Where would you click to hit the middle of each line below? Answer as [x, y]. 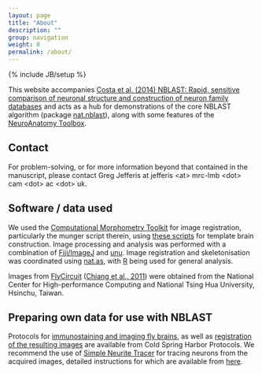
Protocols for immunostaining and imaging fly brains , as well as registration [130, 336]
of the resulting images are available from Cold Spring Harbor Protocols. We [131, 345]
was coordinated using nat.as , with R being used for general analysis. [121, 261]
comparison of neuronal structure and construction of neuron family [118, 98]
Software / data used [60, 208]
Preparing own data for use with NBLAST [111, 318]
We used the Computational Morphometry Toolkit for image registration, [125, 227]
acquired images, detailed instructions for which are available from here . [125, 361]
